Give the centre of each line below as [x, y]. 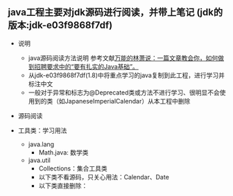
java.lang [41, 144]
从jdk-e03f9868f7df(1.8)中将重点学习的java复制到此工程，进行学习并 [126, 75]
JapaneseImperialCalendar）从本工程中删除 [128, 101]
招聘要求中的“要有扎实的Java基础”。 [87, 66]
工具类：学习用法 [42, 130]
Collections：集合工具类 [73, 168]
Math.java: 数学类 [63, 152]
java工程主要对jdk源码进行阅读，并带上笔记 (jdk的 [115, 12]
